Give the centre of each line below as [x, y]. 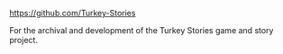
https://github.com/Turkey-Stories [73, 13]
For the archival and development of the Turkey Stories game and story [141, 30]
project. [24, 40]
